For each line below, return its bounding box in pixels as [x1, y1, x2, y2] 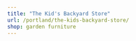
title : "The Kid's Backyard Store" [7, 10, 111, 17]
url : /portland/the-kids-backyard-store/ [7, 17, 130, 24]
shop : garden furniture [7, 23, 77, 30]
